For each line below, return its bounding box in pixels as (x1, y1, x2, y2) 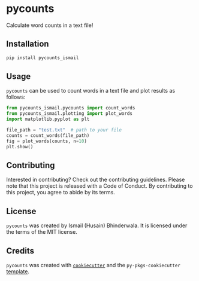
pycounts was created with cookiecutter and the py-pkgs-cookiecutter (6, 262, 181, 268)
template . (6, 268, 30, 275)
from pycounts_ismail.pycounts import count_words (6, 105, 135, 111)
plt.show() (6, 143, 34, 149)
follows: (6, 93, 26, 100)
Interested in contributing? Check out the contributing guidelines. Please (6, 176, 185, 184)
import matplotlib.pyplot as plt (6, 116, 90, 123)
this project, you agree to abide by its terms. (6, 189, 115, 196)
